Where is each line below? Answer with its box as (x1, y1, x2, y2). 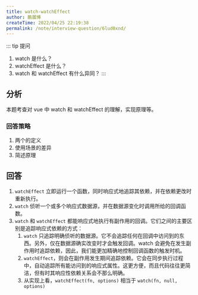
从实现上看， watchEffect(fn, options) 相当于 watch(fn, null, (23, 277, 178, 284)
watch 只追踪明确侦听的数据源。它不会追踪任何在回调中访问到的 (23, 233, 180, 240)
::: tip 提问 (6, 42, 31, 49)
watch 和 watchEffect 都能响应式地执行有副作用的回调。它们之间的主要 (14, 218, 187, 225)
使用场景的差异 (14, 144, 52, 152)
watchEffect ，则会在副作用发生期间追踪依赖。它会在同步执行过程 (23, 255, 184, 262)
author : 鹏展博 (6, 14, 41, 20)
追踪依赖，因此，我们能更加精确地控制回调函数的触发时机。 (39, 247, 186, 255)
